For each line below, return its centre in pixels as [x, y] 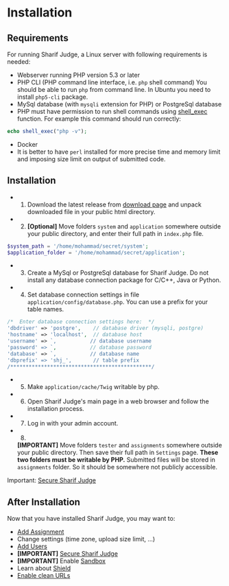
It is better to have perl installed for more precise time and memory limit [119, 152]
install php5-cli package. [52, 97]
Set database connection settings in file [83, 295]
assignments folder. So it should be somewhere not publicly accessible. [117, 467]
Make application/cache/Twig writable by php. [93, 387]
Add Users [32, 546]
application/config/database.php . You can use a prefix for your [118, 302]
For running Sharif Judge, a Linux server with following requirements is [107, 54]
